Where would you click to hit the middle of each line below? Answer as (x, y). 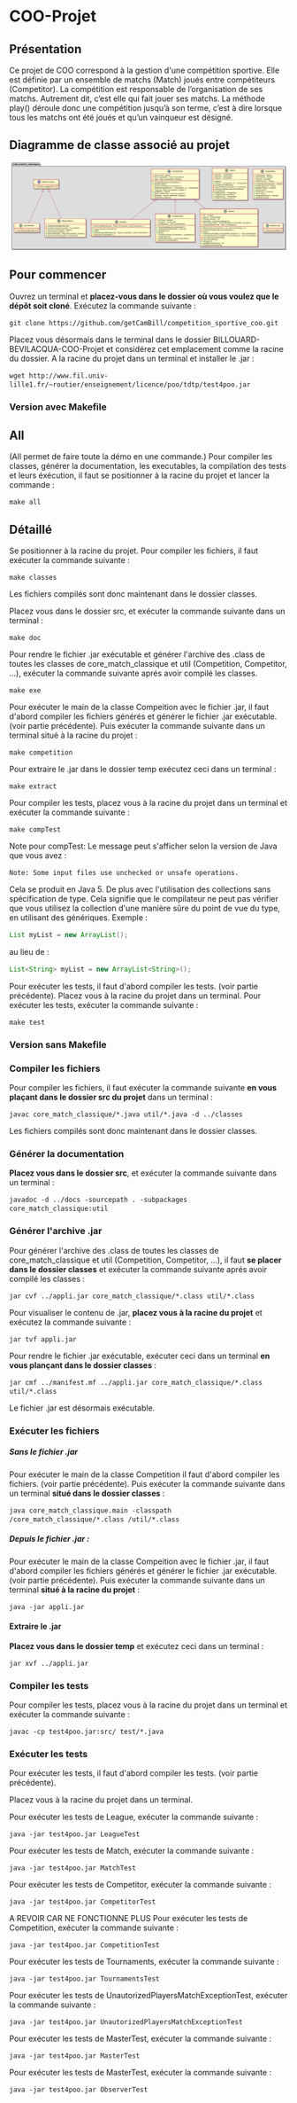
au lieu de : (29, 952)
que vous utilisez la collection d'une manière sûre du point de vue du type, (145, 908)
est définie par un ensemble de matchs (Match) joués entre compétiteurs (142, 80)
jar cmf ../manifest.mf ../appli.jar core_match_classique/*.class (136, 1382)
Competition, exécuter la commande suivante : (94, 1928)
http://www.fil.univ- (69, 375)
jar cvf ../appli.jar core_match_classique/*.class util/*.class (132, 1296)
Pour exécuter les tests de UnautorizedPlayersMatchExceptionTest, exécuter (148, 1996)
